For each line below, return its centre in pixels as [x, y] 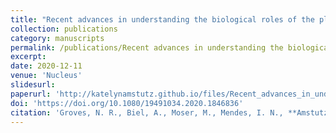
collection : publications [64, 29]
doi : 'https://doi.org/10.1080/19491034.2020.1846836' [127, 103]
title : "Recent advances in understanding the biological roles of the [162, 19]
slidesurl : [33, 85]
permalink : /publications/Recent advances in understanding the [147, 47]
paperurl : [31, 94]
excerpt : [28, 57]
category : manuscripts [57, 38]
